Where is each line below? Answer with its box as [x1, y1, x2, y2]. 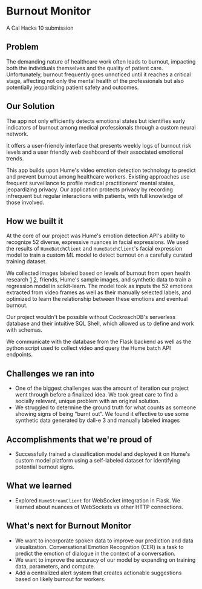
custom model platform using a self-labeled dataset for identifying [15, 457, 180, 464]
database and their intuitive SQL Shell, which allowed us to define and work [6, 320, 195, 327]
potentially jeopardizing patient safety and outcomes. [6, 84, 139, 91]
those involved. [6, 199, 45, 206]
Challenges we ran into [6, 368, 95, 379]
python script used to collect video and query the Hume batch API [6, 344, 171, 352]
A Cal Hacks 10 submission [6, 24, 74, 31]
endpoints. [6, 351, 33, 358]
